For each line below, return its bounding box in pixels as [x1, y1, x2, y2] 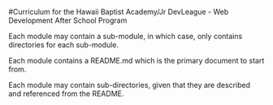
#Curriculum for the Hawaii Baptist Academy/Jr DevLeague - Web [8, 7, 229, 16]
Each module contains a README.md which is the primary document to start [8, 56, 265, 65]
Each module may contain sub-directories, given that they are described [8, 81, 250, 90]
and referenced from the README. [8, 89, 124, 98]
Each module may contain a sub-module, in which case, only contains [8, 32, 243, 41]
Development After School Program [8, 15, 128, 25]
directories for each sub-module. [8, 40, 119, 50]
